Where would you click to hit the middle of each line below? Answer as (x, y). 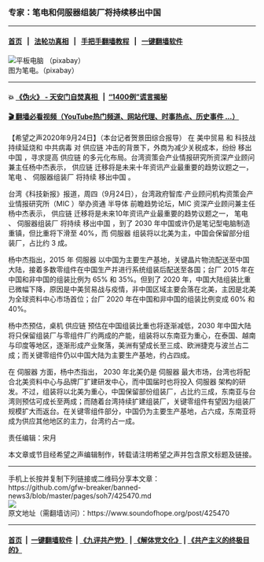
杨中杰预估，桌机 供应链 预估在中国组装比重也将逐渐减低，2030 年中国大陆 (130, 326)
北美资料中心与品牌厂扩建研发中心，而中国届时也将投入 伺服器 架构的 (127, 382)
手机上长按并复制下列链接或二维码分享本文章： (84, 479)
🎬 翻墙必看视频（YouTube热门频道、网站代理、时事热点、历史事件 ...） (124, 116)
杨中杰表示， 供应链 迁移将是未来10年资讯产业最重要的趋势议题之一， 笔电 (128, 213)
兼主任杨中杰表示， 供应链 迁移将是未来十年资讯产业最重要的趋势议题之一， (130, 168)
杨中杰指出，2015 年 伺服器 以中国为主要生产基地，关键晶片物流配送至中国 (129, 260)
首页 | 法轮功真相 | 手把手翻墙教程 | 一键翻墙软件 (95, 41)
